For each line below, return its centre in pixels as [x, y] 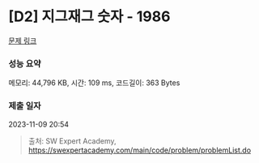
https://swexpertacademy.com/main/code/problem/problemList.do [140, 150]
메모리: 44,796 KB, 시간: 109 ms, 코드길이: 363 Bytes [94, 83]
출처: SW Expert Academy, [72, 141]
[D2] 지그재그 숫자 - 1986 [89, 17]
